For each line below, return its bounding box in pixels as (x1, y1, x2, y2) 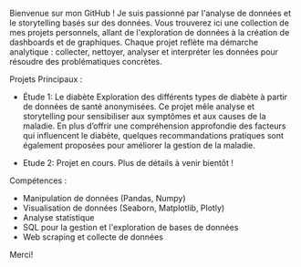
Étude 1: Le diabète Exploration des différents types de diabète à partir (22, 91, 288, 102)
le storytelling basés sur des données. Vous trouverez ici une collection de (9, 17, 290, 28)
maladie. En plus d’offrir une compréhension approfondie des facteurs (22, 120, 286, 131)
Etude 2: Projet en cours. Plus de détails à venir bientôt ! (22, 158, 234, 168)
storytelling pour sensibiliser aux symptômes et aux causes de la (22, 111, 266, 121)
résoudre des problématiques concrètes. (9, 56, 162, 67)
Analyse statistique (22, 212, 95, 222)
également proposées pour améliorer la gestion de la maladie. (22, 140, 255, 150)
